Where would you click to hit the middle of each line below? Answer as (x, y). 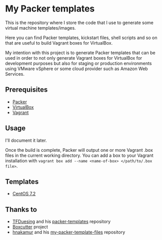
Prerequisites (26, 90)
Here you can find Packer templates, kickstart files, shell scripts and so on (81, 38)
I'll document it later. (26, 140)
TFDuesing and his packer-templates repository (61, 221)
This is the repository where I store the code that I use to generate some (79, 23)
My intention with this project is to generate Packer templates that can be (80, 53)
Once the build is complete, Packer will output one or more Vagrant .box (79, 150)
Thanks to (21, 209)
